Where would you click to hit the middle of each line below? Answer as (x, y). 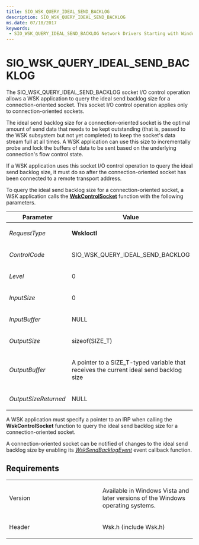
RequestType (28, 234)
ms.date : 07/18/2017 (32, 23)
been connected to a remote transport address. (64, 178)
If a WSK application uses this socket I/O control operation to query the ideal (99, 166)
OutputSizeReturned (38, 399)
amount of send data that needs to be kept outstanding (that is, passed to (96, 129)
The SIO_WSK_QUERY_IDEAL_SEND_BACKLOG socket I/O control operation (98, 92)
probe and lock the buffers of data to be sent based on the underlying (91, 148)
